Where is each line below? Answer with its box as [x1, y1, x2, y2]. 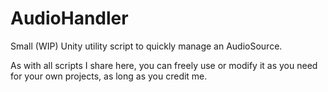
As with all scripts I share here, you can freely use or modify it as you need [10, 59, 318, 71]
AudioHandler [10, 7, 129, 30]
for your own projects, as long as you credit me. [10, 70, 208, 82]
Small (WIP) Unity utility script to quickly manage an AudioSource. [10, 40, 283, 52]
